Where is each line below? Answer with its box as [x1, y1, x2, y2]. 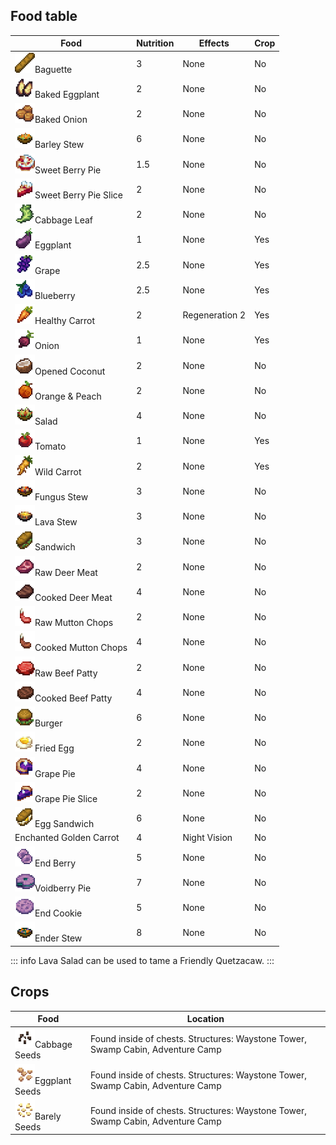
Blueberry [34, 289, 76, 301]
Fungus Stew [34, 490, 89, 503]
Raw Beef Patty [34, 667, 98, 679]
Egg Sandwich [34, 818, 95, 830]
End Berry [34, 857, 77, 869]
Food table [10, 8, 78, 25]
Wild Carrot [34, 465, 82, 478]
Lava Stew [34, 516, 78, 528]
